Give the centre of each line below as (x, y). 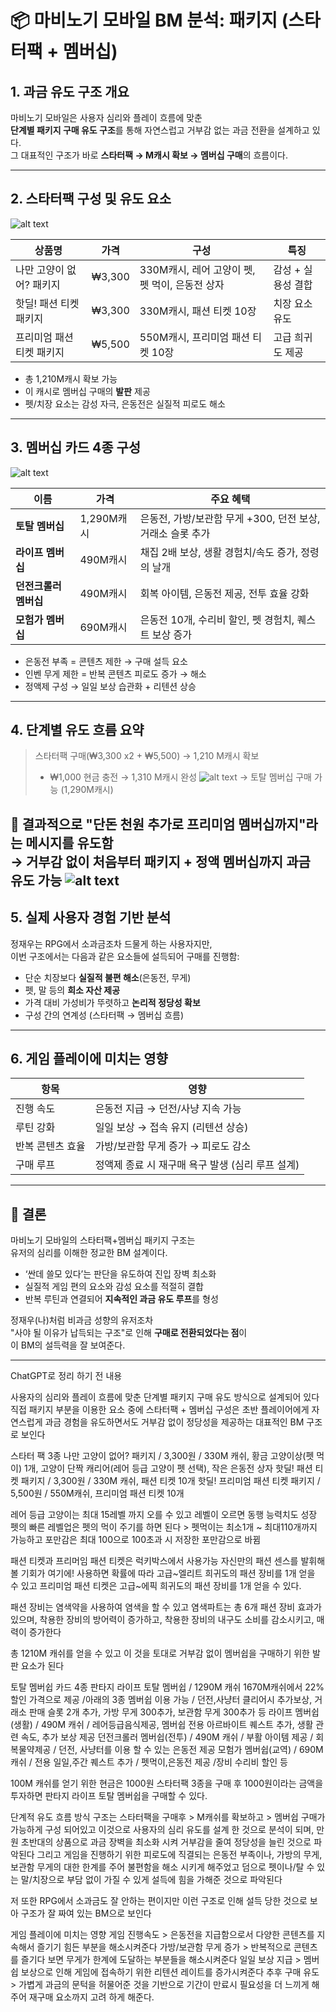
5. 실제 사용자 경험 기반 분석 (91, 917)
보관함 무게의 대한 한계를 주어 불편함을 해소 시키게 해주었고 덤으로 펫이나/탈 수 (162, 1867)
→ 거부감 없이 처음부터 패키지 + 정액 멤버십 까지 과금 (160, 861)
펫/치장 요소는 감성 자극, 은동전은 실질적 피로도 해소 (125, 403)
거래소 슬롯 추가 (175, 533)
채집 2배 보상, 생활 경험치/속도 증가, (218, 552)
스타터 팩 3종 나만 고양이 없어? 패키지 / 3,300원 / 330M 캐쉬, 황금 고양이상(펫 (162, 1456)
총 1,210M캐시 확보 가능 (71, 378)
